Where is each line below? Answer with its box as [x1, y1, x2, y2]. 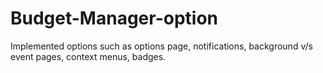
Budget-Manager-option [10, 7, 219, 30]
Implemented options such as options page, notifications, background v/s [10, 40, 313, 52]
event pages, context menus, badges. [10, 50, 167, 62]
